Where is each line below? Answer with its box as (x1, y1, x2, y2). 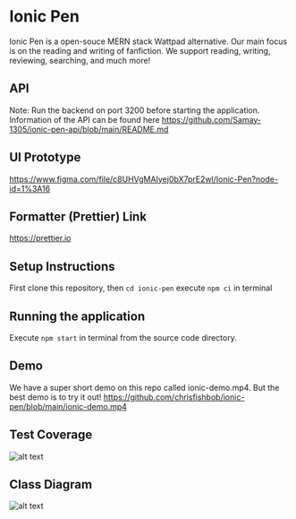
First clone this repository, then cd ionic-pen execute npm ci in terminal (9, 282, 273, 293)
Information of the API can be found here (9, 114, 160, 125)
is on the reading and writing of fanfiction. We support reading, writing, (9, 45, 271, 56)
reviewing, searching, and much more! (9, 55, 151, 65)
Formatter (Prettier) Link (9, 209, 148, 224)
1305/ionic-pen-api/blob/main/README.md (9, 124, 169, 134)
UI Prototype (9, 150, 81, 165)
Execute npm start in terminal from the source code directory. (9, 333, 237, 342)
